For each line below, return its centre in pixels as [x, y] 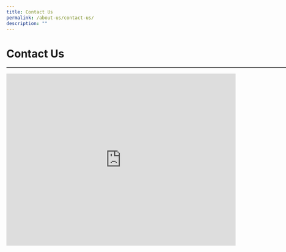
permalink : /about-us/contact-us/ [50, 18]
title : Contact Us [30, 12]
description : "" [27, 23]
